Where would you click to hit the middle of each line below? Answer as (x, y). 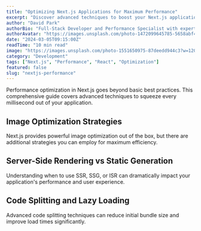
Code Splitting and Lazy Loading (68, 201)
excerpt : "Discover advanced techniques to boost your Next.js (87, 17)
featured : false (26, 67)
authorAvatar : (24, 34)
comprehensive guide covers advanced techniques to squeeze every (91, 96)
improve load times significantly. (46, 221)
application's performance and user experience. (66, 182)
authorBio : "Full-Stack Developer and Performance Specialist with (92, 28)
